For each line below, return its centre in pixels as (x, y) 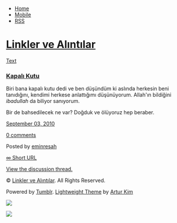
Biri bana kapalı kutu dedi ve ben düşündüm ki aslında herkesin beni (88, 89)
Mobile (23, 15)
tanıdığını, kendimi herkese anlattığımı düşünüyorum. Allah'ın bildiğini (89, 95)
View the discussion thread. (39, 169)
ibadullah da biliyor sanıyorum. (43, 101)
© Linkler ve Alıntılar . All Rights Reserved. (56, 180)
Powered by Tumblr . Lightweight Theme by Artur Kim (70, 192)
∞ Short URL (22, 158)
